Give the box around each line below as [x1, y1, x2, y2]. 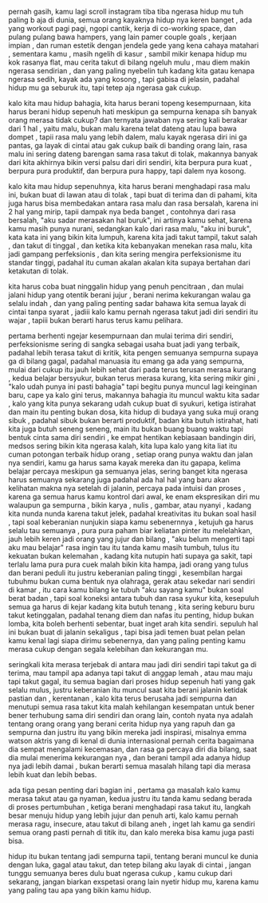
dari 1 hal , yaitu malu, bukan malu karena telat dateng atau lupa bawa [8, 124, 237, 133]
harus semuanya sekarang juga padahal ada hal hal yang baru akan [8, 475, 230, 485]
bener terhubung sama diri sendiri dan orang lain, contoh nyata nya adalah [8, 711, 254, 720]
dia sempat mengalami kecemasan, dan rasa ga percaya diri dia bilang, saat [8, 744, 258, 754]
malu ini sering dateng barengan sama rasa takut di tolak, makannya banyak [8, 149, 258, 159]
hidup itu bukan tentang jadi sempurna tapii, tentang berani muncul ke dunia [8, 852, 259, 861]
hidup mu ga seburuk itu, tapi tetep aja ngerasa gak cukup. [8, 83, 202, 92]
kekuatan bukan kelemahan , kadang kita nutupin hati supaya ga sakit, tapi [8, 552, 253, 560]
